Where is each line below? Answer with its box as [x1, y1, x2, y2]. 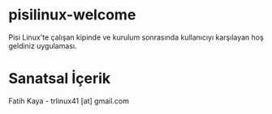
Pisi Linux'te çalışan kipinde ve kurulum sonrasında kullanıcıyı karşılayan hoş [8, 32, 264, 42]
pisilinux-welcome [8, 6, 136, 24]
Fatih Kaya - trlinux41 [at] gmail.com [8, 95, 130, 106]
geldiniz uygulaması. [8, 40, 77, 50]
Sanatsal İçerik [8, 70, 111, 88]
